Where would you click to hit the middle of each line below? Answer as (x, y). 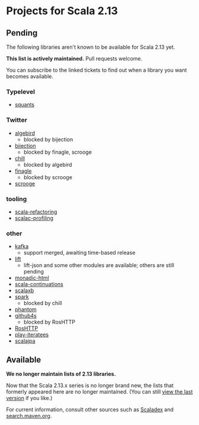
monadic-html (32, 278)
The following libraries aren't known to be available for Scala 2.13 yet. (91, 47)
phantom (25, 309)
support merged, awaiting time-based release (79, 253)
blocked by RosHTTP (49, 322)
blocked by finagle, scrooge (57, 152)
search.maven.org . (29, 416)
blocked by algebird (48, 164)
